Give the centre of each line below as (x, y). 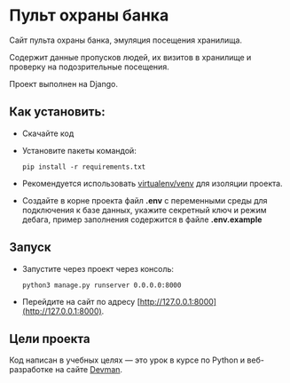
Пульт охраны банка (89, 16)
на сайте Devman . (88, 370)
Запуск (30, 247)
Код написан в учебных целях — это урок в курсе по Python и (127, 360)
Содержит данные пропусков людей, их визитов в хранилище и (130, 57)
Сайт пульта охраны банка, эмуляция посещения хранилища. (125, 40)
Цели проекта (50, 339)
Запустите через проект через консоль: (98, 268)
